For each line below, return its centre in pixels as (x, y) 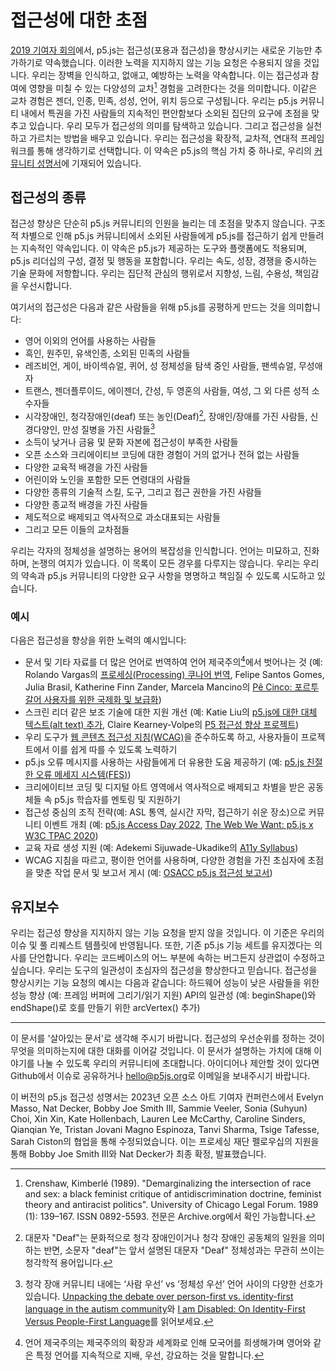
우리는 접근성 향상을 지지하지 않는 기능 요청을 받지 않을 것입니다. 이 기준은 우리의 (167, 933)
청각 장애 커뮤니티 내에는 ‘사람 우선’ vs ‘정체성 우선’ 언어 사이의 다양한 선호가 (174, 1284)
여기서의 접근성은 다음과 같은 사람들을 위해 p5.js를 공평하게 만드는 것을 (148, 307)
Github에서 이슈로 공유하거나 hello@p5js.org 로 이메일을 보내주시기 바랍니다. (160, 1076)
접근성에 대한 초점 (79, 20)
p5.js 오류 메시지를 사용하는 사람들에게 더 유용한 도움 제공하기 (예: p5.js (164, 762)
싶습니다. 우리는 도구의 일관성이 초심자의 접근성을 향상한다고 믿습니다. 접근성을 (164, 970)
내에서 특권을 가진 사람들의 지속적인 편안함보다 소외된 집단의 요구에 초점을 (165, 113)
